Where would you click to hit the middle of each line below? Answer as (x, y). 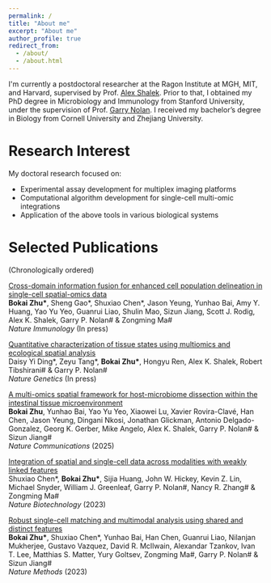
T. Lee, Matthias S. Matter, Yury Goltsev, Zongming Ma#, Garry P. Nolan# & (133, 554)
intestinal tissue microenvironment (66, 403)
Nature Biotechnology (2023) (57, 504)
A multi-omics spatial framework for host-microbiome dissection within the (133, 394)
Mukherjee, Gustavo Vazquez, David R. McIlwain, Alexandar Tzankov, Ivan (132, 546)
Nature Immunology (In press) (59, 328)
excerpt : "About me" (43, 31)
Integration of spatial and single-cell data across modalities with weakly (127, 461)
